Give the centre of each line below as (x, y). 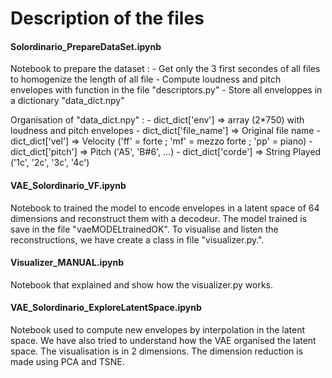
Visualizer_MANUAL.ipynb (67, 263)
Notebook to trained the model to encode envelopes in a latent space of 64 (165, 208)
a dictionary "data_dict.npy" (67, 101)
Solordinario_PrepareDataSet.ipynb (86, 46)
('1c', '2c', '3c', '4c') (50, 163)
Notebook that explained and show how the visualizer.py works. (142, 284)
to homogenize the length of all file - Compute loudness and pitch (146, 79)
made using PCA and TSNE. (67, 361)
